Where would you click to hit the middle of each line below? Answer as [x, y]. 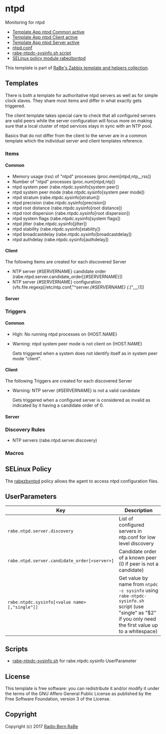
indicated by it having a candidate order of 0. [58, 405]
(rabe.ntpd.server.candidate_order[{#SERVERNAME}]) [67, 277]
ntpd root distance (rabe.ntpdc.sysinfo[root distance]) [67, 208]
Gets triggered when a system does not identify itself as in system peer [85, 353]
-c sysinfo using [139, 590]
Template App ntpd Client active [45, 37]
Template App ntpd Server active [46, 42]
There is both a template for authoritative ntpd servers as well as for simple [82, 95]
